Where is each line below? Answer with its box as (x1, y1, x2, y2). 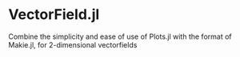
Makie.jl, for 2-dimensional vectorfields (8, 40, 138, 49)
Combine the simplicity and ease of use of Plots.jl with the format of (8, 32, 232, 41)
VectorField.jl (8, 6, 100, 24)
